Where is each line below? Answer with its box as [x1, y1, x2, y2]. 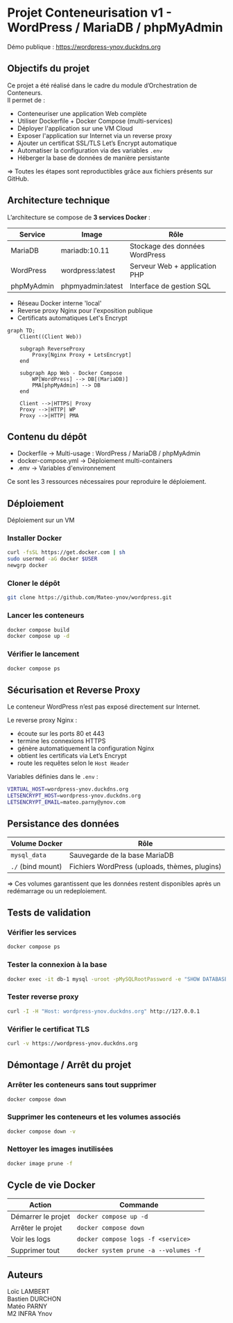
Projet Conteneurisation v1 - [7, 5, 172, 21]
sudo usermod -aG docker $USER [7, 555, 98, 563]
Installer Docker [7, 533, 62, 543]
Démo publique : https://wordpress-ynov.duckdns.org [7, 42, 161, 51]
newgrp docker [7, 562, 49, 569]
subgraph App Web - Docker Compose [19, 369, 123, 376]
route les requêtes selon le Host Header [17, 759, 130, 768]
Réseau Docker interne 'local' [17, 298, 102, 307]
